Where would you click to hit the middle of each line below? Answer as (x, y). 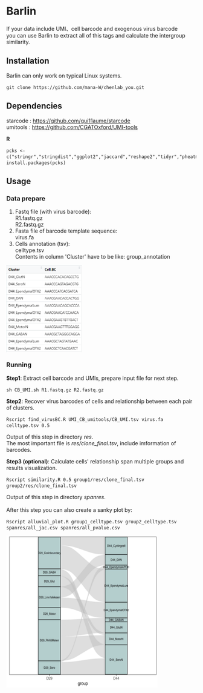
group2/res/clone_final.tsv (42, 486)
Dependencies (34, 106)
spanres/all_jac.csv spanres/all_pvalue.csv (63, 528)
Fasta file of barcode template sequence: (66, 231)
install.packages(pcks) (36, 163)
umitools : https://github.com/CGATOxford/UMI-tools (72, 127)
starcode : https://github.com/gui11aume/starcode (69, 121)
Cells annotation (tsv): (43, 244)
